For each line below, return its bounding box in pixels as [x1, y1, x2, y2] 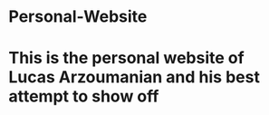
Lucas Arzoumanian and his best [8, 67, 260, 88]
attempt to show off [8, 86, 159, 107]
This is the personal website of [8, 48, 245, 69]
